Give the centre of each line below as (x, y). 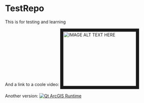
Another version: (22, 96)
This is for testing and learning (36, 22)
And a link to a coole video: (32, 84)
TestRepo (25, 8)
